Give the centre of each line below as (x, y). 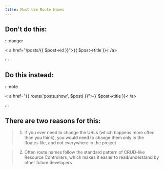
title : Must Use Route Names (35, 9)
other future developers (48, 163)
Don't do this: (26, 29)
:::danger (14, 41)
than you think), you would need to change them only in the (84, 138)
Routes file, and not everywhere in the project (70, 143)
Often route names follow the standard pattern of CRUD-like (85, 152)
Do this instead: (30, 75)
